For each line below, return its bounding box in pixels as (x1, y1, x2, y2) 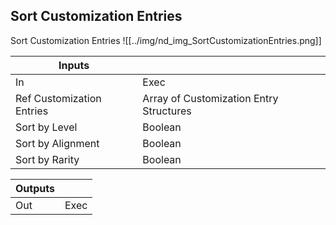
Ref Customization (15, 91, 102, 105)
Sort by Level (15, 120, 78, 134)
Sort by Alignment (15, 136, 100, 150)
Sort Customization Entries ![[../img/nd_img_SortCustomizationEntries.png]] (10, 34, 322, 46)
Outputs (15, 181, 55, 195)
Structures (142, 104, 192, 118)
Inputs (58, 58, 90, 72)
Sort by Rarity (15, 152, 80, 166)
